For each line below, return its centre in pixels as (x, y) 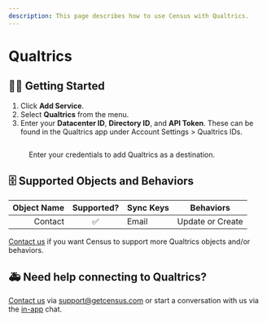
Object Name (39, 208)
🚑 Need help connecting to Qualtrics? (108, 277)
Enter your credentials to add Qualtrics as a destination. (122, 154)
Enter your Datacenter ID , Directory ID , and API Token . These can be (137, 123)
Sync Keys (148, 208)
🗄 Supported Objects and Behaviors (101, 181)
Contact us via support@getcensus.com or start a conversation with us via (133, 301)
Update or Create (210, 222)
